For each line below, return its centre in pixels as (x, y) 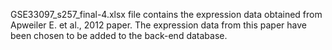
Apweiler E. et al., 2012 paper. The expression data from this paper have (158, 25)
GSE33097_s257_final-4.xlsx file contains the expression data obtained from (166, 14)
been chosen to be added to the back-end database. (119, 35)
